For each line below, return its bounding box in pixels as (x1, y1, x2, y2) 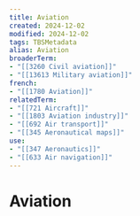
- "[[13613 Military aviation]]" (9, 71, 133, 80)
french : (9, 79, 38, 88)
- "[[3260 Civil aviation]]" (9, 63, 117, 72)
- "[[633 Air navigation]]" (9, 152, 113, 162)
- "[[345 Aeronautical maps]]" (9, 128, 125, 137)
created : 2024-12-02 (9, 21, 86, 30)
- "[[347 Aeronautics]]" (9, 144, 101, 153)
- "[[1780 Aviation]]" (9, 87, 93, 96)
